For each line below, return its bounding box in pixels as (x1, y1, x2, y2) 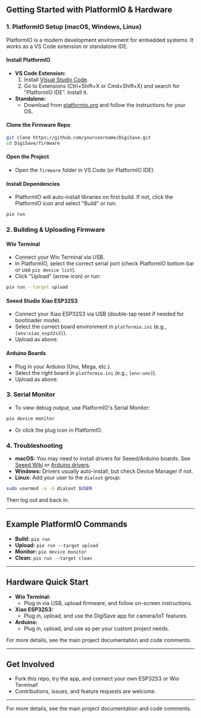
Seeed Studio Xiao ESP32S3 (6, 297, 78, 304)
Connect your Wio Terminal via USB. (14, 253, 105, 261)
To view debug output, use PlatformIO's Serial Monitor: (14, 404, 151, 411)
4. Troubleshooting (6, 441, 63, 450)
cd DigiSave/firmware (6, 140, 60, 146)
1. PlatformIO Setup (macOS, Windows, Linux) (6, 23, 142, 31)
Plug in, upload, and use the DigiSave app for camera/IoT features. (23, 612, 188, 619)
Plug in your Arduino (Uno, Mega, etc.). (14, 363, 112, 370)
